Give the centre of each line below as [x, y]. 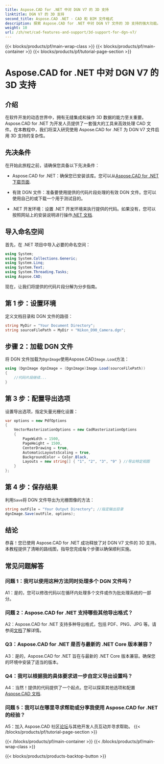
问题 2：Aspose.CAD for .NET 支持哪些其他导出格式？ [69, 613]
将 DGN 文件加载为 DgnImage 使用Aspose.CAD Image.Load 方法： [67, 359]
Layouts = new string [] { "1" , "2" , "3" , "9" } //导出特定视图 [86, 462]
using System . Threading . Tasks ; [37, 272]
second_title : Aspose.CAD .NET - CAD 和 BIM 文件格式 [59, 19]
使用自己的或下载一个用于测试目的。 [49, 198]
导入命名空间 [24, 232]
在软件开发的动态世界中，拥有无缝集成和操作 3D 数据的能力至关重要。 [76, 117]
